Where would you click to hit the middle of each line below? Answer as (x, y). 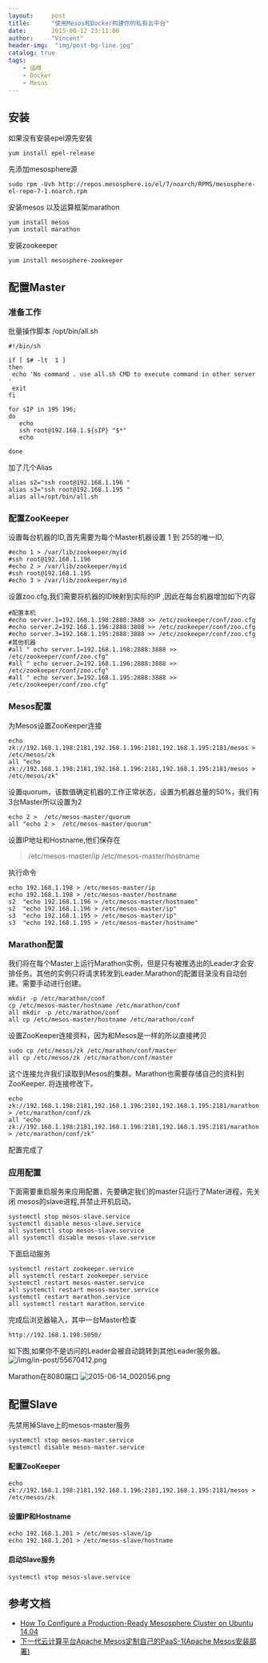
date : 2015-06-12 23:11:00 (64, 30)
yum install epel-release (51, 153)
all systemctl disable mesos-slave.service (82, 1238)
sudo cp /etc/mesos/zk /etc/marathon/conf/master (93, 1051)
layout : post (37, 16)
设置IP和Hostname (40, 1516)
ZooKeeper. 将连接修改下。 (53, 1083)
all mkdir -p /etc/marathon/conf (64, 1012)
